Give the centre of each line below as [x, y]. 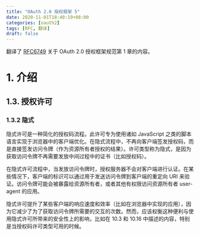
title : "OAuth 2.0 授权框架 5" [43, 12]
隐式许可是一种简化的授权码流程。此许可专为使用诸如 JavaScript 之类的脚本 [99, 134]
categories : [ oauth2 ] [33, 23]
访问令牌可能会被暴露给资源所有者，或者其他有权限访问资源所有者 [97, 184]
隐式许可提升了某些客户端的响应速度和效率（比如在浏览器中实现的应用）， [96, 204]
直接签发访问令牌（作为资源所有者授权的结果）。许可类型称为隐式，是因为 [101, 149]
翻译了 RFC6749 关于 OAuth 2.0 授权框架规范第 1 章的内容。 [80, 52]
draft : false [22, 34]
